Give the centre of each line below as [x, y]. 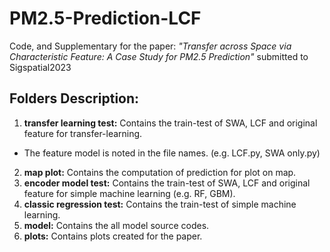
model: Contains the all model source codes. [116, 225]
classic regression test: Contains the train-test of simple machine [160, 204]
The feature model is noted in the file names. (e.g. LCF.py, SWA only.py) [172, 153]
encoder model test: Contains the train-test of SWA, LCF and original [167, 183]
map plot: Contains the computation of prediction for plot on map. [160, 172]
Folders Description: [74, 98]
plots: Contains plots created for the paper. [113, 236]
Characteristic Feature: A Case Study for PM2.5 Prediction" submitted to [159, 56]
